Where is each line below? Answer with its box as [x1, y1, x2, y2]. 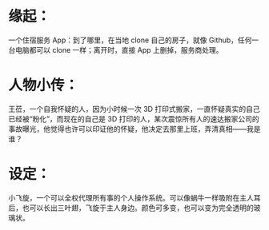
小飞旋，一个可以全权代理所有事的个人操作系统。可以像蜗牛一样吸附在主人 [8, 192, 254, 202]
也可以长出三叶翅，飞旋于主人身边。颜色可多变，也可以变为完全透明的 [22, 203, 254, 212]
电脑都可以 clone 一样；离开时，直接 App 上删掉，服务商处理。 [14, 45, 223, 54]
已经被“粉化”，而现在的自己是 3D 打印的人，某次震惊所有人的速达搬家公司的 [8, 113, 259, 124]
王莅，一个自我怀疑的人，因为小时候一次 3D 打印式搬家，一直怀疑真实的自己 [8, 104, 260, 113]
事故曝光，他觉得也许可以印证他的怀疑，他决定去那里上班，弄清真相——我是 [8, 124, 261, 133]
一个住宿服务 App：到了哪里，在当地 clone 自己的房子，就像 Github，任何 [8, 35, 252, 45]
